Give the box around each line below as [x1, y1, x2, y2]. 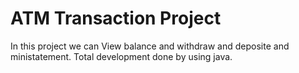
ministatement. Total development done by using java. [10, 50, 233, 62]
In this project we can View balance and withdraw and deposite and [10, 40, 290, 52]
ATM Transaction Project [10, 7, 222, 30]
